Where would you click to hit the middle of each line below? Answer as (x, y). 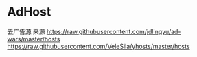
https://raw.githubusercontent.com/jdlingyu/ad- (114, 31)
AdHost (29, 12)
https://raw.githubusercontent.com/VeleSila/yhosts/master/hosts (98, 46)
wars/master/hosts (34, 39)
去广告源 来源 (26, 31)
